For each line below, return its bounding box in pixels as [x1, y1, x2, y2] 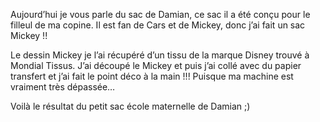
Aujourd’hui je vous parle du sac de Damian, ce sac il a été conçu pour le [10, 9, 311, 20]
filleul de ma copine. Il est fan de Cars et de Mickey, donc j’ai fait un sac [10, 19, 306, 31]
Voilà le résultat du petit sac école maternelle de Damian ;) [10, 100, 251, 112]
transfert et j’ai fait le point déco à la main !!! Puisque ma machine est [10, 70, 294, 82]
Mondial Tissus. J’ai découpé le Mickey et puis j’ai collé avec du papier [10, 60, 302, 71]
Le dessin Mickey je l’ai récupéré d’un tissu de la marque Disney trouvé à [10, 49, 310, 61]
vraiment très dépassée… [10, 81, 116, 93]
